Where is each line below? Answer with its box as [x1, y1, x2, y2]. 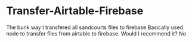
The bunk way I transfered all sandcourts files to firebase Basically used [6, 24, 184, 31]
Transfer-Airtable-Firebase [6, 4, 144, 18]
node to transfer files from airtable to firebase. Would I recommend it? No [6, 30, 187, 37]
